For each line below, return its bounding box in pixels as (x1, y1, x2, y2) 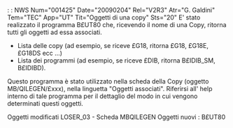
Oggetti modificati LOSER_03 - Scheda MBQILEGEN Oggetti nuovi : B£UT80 (7, 113, 226, 121)
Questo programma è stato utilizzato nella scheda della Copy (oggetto (7, 77, 209, 86)
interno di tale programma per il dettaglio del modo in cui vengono (7, 92, 198, 100)
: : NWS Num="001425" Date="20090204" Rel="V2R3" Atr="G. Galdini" (7, 6, 216, 14)
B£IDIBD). (17, 64, 46, 72)
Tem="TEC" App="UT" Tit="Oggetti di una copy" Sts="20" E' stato (7, 13, 201, 22)
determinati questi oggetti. (7, 99, 84, 107)
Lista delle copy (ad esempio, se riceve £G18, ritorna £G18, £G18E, (17, 42, 209, 49)
